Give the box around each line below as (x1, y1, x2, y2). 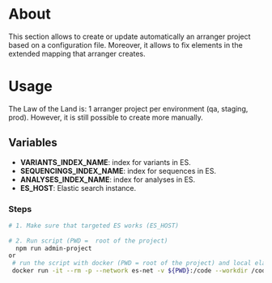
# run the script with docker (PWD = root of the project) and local (11, 260, 252, 268)
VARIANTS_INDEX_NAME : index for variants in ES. (19, 157, 192, 167)
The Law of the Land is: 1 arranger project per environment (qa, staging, (8, 103, 249, 113)
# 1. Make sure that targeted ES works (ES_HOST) (8, 222, 180, 230)
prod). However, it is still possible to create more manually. (8, 112, 204, 122)
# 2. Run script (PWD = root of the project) (8, 236, 168, 245)
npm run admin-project (15, 244, 92, 252)
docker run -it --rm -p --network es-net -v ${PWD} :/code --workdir (11, 267, 249, 275)
